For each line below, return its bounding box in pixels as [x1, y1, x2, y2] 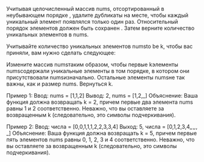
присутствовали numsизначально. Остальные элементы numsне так [6, 74, 185, 81]
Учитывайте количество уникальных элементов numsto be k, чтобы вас [6, 42, 193, 50]
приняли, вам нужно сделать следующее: [6, 49, 116, 56]
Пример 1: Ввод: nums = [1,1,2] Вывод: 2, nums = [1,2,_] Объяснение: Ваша [6, 92, 198, 99]
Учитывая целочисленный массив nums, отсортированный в [6, 5, 164, 12]
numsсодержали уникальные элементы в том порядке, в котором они [6, 67, 190, 75]
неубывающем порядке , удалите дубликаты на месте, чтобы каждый [6, 12, 189, 19]
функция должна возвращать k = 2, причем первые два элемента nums [6, 98, 194, 106]
